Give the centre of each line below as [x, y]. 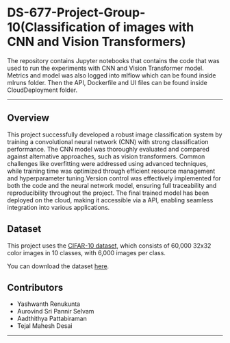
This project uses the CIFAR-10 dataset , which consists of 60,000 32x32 [109, 246]
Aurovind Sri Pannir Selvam [55, 311]
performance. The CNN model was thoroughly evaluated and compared [108, 149]
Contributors [35, 287]
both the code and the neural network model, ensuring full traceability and [112, 185]
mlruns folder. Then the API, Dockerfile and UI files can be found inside [107, 82]
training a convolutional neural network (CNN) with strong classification [108, 141]
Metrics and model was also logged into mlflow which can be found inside [112, 75]
